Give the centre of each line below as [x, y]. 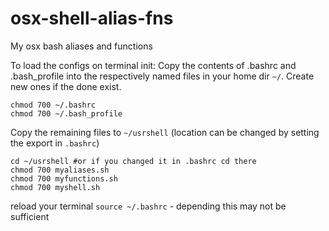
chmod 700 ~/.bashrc [53, 105]
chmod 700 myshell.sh [55, 187]
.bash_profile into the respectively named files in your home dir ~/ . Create [162, 76]
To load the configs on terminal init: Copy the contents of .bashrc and [153, 65]
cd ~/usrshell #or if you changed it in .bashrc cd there [133, 161]
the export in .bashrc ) [55, 143]
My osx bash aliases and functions [81, 46]
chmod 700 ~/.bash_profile [66, 113]
